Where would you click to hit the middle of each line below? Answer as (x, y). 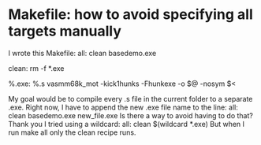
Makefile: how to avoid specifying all (131, 15)
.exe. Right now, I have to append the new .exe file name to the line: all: (123, 107)
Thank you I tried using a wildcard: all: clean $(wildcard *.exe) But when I (127, 124)
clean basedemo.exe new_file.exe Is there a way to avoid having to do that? (131, 115)
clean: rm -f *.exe (36, 68)
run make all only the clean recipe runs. (72, 132)
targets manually (65, 31)
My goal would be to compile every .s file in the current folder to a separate (130, 99)
